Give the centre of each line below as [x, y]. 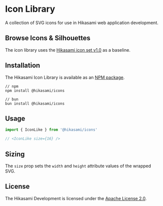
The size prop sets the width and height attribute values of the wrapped [78, 166]
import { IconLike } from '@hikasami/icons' [51, 130]
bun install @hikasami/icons [35, 103]
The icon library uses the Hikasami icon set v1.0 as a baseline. [68, 50]
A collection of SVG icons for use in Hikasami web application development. [82, 23]
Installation [23, 66]
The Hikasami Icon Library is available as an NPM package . [65, 77]
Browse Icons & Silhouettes [48, 38]
